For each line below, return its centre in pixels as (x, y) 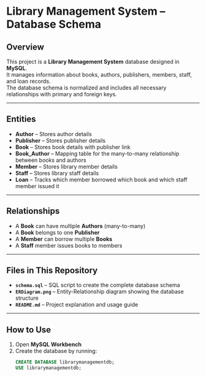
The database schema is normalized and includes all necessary (86, 88)
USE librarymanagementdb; (48, 368)
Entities (21, 119)
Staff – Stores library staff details (57, 173)
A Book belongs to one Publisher (57, 232)
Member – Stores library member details (66, 166)
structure (27, 298)
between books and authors (51, 160)
